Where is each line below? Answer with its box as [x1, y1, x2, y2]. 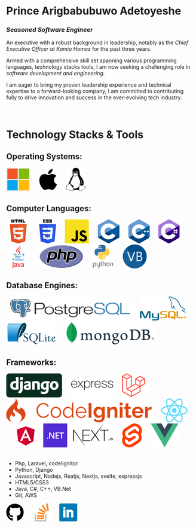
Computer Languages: [6, 203, 91, 213]
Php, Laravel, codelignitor [14, 459, 78, 467]
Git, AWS [14, 492, 37, 499]
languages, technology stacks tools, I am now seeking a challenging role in [6, 63, 191, 71]
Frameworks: [6, 357, 57, 367]
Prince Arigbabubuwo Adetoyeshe [6, 4, 181, 18]
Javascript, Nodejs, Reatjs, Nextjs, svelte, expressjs [14, 472, 142, 480]
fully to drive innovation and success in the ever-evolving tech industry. [6, 94, 182, 101]
